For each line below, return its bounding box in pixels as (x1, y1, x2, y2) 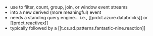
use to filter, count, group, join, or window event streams (10, 4, 128, 10)
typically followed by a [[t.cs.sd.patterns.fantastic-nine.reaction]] (10, 25, 145, 31)
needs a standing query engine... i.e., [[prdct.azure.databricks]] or (10, 15, 148, 20)
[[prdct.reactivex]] (10, 20, 48, 26)
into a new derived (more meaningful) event (10, 9, 101, 15)
